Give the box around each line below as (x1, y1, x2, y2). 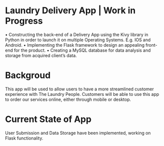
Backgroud (5, 70, 51, 81)
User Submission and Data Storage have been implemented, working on (5, 130, 151, 136)
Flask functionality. (5, 135, 43, 141)
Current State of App (5, 114, 92, 125)
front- (145, 42, 158, 48)
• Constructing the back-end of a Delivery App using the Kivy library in (5, 31, 149, 37)
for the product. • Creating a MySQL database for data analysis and (14, 47, 151, 53)
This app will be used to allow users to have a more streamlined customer (5, 86, 154, 92)
